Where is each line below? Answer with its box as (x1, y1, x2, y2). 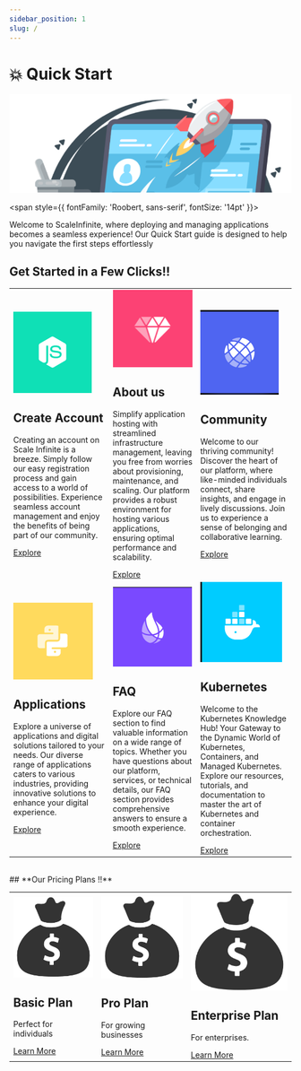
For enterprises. (191, 1032, 249, 1042)
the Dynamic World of (200, 732, 280, 743)
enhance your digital (13, 797, 89, 807)
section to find (112, 718, 166, 728)
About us (112, 385, 166, 400)
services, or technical (112, 774, 193, 785)
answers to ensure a (112, 813, 188, 823)
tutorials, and (200, 779, 249, 790)
